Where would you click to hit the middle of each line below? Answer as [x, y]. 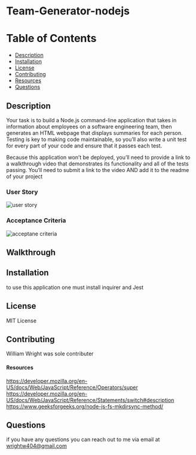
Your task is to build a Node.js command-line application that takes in [91, 120]
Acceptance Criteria [36, 221]
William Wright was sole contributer [50, 354]
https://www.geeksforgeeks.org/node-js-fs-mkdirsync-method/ [85, 406]
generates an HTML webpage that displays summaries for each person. [95, 132]
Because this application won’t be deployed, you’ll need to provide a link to [98, 157]
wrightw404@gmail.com [36, 446]
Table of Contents [51, 39]
